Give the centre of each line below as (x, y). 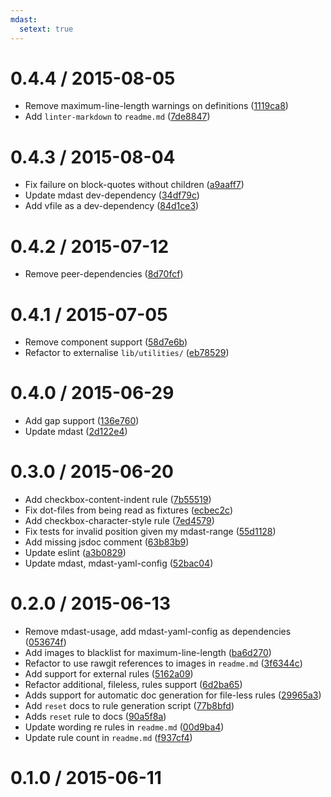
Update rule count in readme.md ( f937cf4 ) (108, 738)
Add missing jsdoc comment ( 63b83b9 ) (107, 542)
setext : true (46, 29)
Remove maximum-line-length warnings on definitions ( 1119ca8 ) (156, 106)
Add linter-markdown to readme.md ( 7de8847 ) (117, 117)
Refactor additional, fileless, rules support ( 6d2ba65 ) (133, 685)
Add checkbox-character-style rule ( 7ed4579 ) (119, 521)
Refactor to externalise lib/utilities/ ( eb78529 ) (127, 353)
